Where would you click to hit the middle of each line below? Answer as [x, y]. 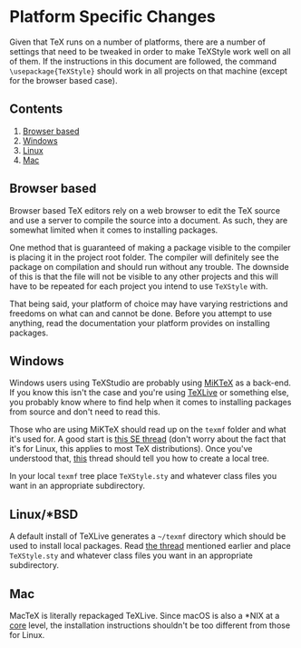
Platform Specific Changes [112, 17]
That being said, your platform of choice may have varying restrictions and [149, 304]
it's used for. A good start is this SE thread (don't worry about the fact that [148, 439]
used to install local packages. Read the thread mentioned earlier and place [150, 546]
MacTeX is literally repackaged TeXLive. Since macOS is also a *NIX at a [145, 616]
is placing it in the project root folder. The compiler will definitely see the [144, 257]
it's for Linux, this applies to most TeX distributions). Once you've [131, 449]
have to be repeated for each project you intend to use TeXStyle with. [139, 286]
